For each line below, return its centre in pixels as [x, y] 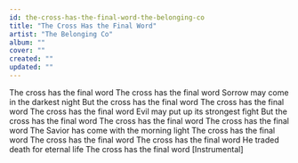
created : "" [31, 59]
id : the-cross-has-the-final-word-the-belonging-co [107, 17]
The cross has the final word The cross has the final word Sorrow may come [149, 92]
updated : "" [31, 68]
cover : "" [28, 51]
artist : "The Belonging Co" [61, 34]
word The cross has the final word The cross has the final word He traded [145, 140]
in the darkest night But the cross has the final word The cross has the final [147, 102]
